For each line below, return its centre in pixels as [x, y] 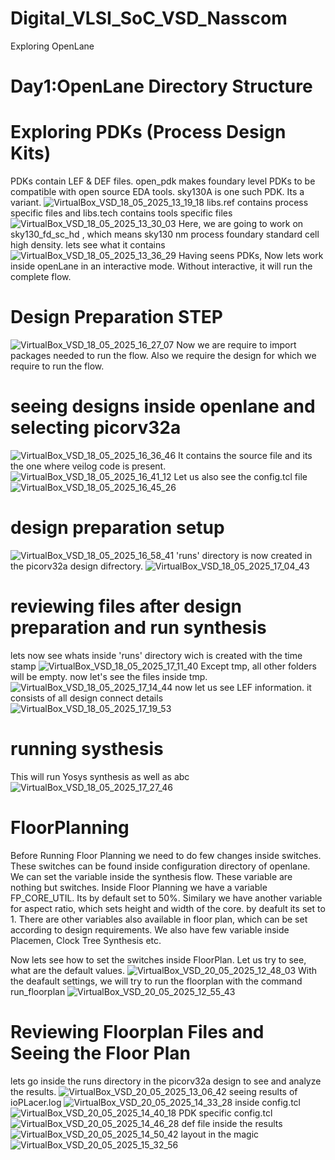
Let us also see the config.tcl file [240, 476]
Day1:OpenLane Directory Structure [161, 86]
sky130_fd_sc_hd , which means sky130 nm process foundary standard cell [165, 234]
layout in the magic [220, 1134]
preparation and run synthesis [138, 628]
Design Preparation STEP [116, 317]
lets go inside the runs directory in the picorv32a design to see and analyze [166, 1081]
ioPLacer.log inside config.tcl [156, 1102]
